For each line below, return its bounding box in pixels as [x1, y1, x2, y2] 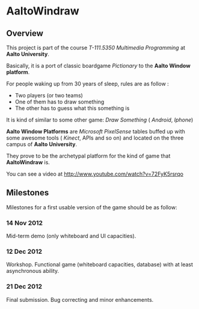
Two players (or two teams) [14, 92, 83, 99]
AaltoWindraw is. [6, 159, 50, 166]
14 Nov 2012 [6, 218, 43, 227]
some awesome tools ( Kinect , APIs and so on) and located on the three [6, 134, 184, 141]
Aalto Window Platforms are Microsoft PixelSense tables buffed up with [6, 128, 185, 135]
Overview [6, 28, 44, 38]
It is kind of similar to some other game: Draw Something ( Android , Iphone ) [6, 116, 194, 123]
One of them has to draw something [14, 98, 105, 105]
